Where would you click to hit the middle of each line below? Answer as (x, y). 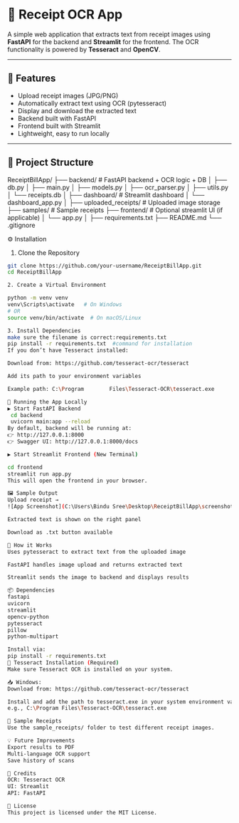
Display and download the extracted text (77, 110)
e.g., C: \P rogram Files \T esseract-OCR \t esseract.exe (87, 708)
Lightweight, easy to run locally (64, 133)
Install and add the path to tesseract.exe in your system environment (116, 702)
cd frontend (25, 467)
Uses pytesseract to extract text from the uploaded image (97, 552)
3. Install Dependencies (44, 330)
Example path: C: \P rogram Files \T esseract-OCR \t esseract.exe (111, 389)
